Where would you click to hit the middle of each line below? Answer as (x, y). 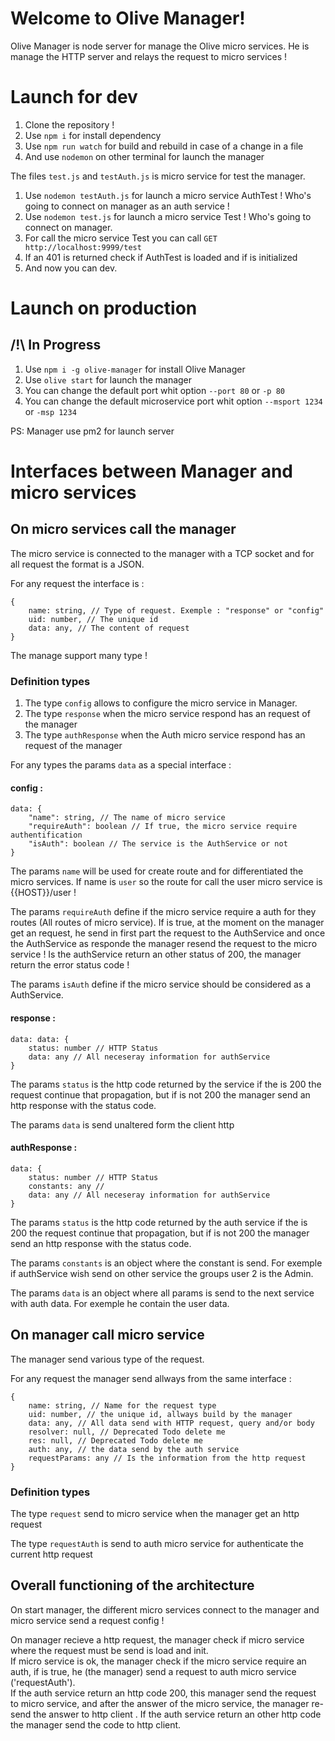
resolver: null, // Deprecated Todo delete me (127, 1432)
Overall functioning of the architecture (132, 1585)
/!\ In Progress (56, 345)
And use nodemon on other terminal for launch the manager (144, 156)
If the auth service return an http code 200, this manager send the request (163, 1693)
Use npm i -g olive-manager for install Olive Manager (135, 369)
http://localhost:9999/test (83, 247)
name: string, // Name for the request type (122, 1405)
